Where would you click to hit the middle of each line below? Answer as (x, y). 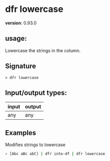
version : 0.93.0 (21, 23)
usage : (16, 39)
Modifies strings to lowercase (35, 145)
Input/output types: (36, 93)
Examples (21, 133)
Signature (21, 66)
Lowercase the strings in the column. (43, 50)
